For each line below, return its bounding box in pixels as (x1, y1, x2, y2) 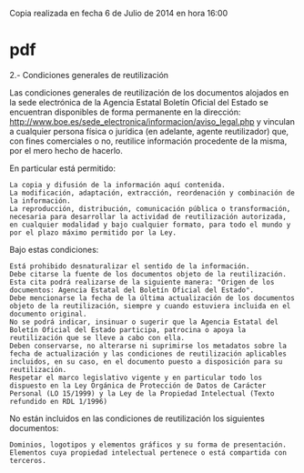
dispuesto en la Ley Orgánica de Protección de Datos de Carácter (9, 381, 267, 390)
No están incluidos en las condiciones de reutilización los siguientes (9, 413, 266, 424)
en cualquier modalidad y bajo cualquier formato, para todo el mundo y (9, 220, 291, 229)
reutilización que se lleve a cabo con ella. (9, 333, 185, 342)
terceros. (9, 456, 47, 465)
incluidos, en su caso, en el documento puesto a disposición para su (9, 357, 283, 367)
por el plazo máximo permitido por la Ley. (9, 227, 177, 237)
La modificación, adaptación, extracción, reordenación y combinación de (9, 188, 296, 197)
